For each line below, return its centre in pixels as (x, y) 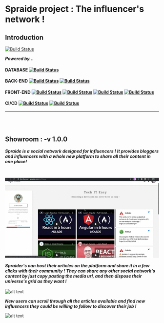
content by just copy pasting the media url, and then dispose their (73, 276)
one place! (16, 161)
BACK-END (17, 81)
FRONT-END (18, 92)
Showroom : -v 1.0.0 (36, 140)
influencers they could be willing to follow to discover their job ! (71, 306)
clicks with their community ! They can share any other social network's (80, 271)
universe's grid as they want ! (36, 281)
